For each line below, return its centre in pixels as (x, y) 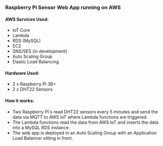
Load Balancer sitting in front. (42, 138)
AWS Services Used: (27, 19)
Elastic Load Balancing (36, 62)
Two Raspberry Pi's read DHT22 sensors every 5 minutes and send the (85, 112)
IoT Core (21, 30)
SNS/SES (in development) (40, 51)
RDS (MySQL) (27, 41)
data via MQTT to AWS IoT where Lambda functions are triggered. (80, 117)
